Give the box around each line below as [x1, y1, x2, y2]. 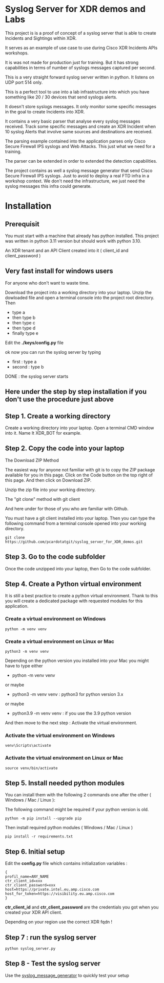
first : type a [12, 359, 37, 365]
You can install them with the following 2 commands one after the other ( [5, 792, 151, 798]
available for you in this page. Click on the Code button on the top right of [5, 472, 153, 478]
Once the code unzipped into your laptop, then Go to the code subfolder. [5, 565, 151, 571]
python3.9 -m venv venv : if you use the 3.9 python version [12, 710, 132, 716]
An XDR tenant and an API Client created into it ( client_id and [5, 247, 128, 253]
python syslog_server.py [5, 946, 56, 951]
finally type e [12, 330, 39, 336]
